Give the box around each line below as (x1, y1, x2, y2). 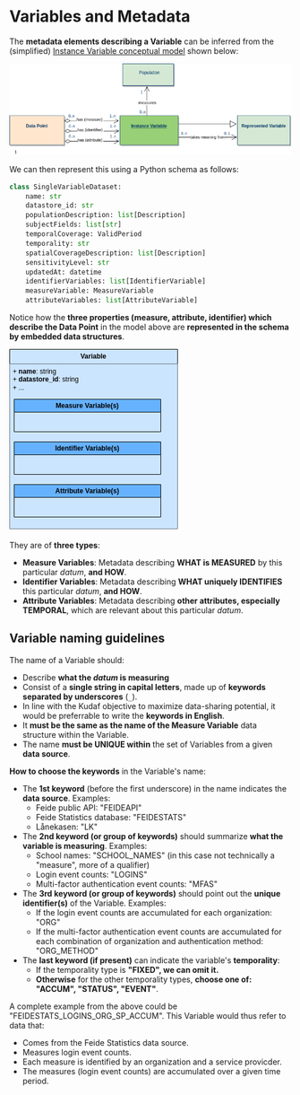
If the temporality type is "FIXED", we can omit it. (35, 964, 219, 975)
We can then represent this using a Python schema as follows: (9, 163, 239, 174)
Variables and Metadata (9, 6, 191, 27)
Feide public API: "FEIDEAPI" (35, 802, 142, 813)
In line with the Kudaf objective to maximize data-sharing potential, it (21, 700, 276, 711)
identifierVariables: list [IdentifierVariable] (25, 276, 206, 286)
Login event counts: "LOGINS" (35, 869, 148, 880)
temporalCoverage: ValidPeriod (25, 230, 142, 239)
